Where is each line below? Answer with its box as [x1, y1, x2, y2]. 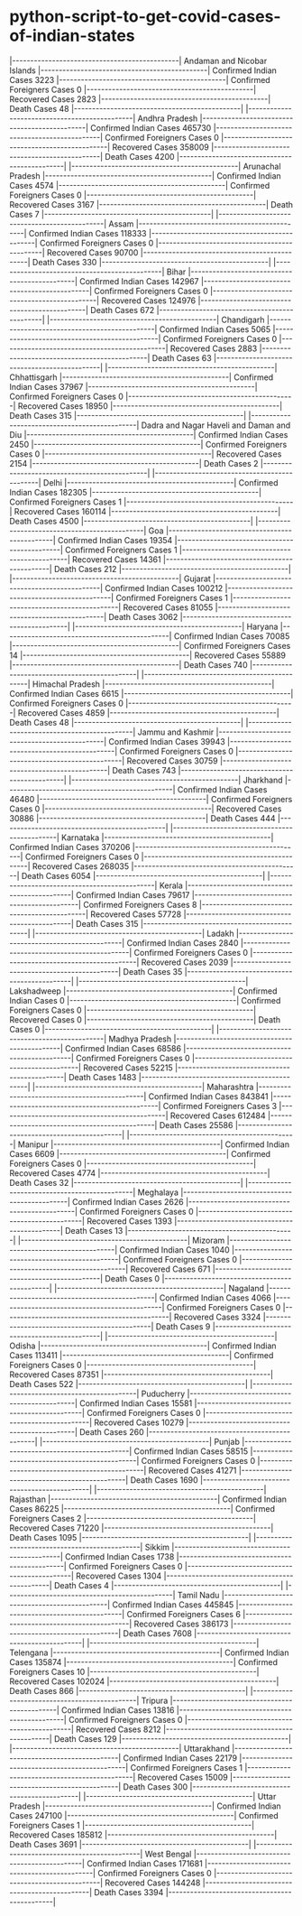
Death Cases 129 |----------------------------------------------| [53, 1733, 291, 1744]
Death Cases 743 [112, 764, 177, 775]
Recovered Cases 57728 [89, 909, 182, 920]
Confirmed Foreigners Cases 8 [82, 899, 197, 910]
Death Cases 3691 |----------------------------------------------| [9, 1838, 252, 1849]
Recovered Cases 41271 [148, 1465, 237, 1476]
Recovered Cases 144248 [105, 1877, 201, 1888]
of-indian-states [9, 25, 135, 46]
